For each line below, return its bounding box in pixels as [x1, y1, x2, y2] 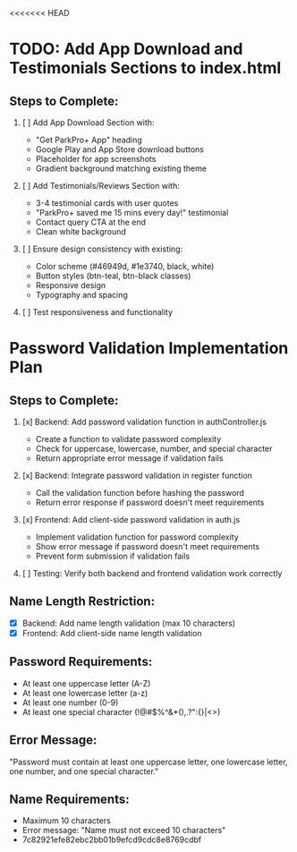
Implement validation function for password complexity [35, 532, 239, 542]
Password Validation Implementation [9, 338, 289, 359]
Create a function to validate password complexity [35, 434, 222, 444]
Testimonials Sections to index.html [9, 58, 282, 79]
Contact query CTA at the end [35, 217, 146, 227]
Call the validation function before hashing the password [35, 488, 244, 498]
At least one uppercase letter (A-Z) [21, 677, 151, 688]
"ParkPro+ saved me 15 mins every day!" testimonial [35, 208, 229, 217]
